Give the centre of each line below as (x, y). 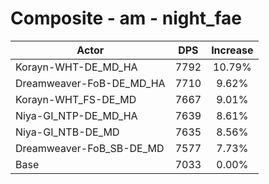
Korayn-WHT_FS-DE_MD (76, 99)
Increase (232, 50)
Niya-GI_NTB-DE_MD (67, 132)
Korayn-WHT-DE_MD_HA (76, 67)
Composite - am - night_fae (126, 18)
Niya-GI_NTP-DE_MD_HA (76, 115)
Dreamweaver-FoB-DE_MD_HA (90, 83)
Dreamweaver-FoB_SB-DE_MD (90, 148)
